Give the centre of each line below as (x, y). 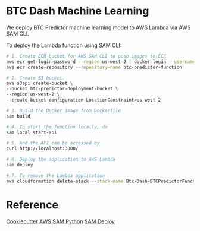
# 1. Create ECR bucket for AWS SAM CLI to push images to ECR (86, 56)
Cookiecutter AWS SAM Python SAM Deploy (60, 221)
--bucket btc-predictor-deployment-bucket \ (62, 89)
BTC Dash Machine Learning (78, 11)
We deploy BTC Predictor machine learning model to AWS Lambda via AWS (99, 27)
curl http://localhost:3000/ (42, 149)
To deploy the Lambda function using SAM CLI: (64, 45)
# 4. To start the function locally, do (57, 127)
